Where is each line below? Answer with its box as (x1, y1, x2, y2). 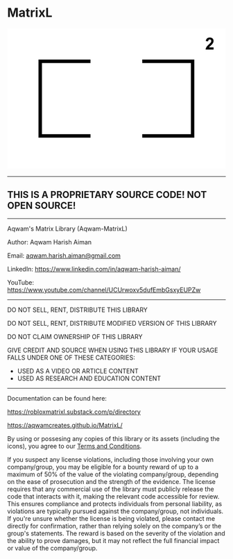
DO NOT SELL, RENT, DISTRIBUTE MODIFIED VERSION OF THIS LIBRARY (7, 319, 217, 328)
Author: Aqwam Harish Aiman (7, 238, 92, 247)
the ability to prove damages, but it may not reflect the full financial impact (7, 537, 220, 545)
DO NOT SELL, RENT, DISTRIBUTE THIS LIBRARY (7, 306, 148, 314)
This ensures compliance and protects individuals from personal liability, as (7, 500, 223, 508)
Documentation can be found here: (7, 394, 107, 403)
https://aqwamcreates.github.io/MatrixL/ (7, 422, 123, 430)
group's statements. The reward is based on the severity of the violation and (7, 529, 225, 537)
